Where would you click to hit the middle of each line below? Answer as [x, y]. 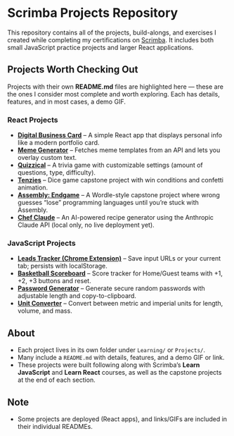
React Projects [33, 120]
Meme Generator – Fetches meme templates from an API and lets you [119, 150]
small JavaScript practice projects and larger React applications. [100, 47]
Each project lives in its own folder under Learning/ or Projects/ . [111, 350]
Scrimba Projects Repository [93, 13]
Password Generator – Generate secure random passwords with [111, 288]
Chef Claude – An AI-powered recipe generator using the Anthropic [116, 218]
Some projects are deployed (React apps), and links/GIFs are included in [122, 419]
